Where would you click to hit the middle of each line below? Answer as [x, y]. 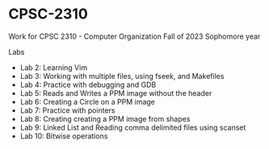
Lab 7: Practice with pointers [67, 110]
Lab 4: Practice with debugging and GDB [88, 85]
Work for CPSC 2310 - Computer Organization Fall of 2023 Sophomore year [134, 36]
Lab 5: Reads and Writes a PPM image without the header [116, 93]
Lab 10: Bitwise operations [64, 136]
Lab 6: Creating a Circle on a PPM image [88, 101]
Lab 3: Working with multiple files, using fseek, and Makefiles [122, 76]
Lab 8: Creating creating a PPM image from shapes [105, 118]
